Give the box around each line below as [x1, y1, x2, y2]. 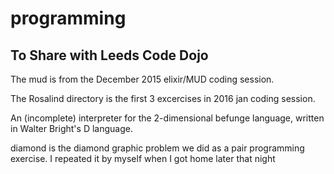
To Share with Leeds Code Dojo [10, 47, 209, 64]
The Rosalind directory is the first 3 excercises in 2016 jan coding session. [10, 93, 316, 104]
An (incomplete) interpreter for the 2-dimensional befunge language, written [10, 112, 325, 124]
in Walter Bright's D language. [10, 123, 133, 134]
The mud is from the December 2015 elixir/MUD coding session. [10, 73, 275, 85]
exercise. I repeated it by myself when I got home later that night [10, 153, 276, 164]
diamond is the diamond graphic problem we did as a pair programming [10, 142, 305, 154]
